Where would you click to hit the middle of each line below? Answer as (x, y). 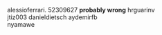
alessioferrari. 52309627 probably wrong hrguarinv (81, 10)
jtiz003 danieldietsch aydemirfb (53, 17)
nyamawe (21, 24)
